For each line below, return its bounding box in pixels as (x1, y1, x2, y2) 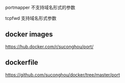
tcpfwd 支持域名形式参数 (5, 15, 57, 21)
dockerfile (5, 58, 39, 67)
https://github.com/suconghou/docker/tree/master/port (5, 71, 120, 77)
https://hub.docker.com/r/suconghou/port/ (5, 44, 94, 50)
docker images (5, 30, 53, 39)
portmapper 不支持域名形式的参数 (5, 5, 76, 10)
